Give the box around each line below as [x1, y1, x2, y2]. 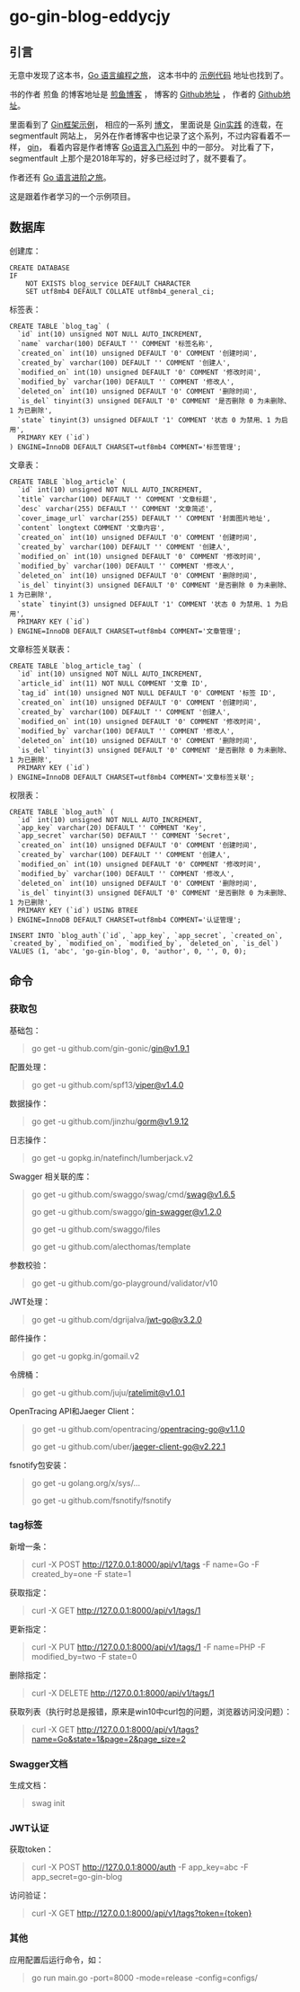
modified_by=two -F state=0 [31, 1651, 137, 1661]
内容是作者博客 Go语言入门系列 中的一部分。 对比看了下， [64, 142, 278, 152]
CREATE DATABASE [9, 263, 70, 272]
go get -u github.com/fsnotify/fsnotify [31, 1494, 172, 1506]
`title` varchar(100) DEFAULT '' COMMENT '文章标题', [17, 494, 217, 504]
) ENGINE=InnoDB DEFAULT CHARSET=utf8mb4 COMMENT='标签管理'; [9, 442, 242, 451]
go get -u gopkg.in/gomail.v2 [31, 1350, 140, 1361]
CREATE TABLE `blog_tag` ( [9, 322, 110, 331]
